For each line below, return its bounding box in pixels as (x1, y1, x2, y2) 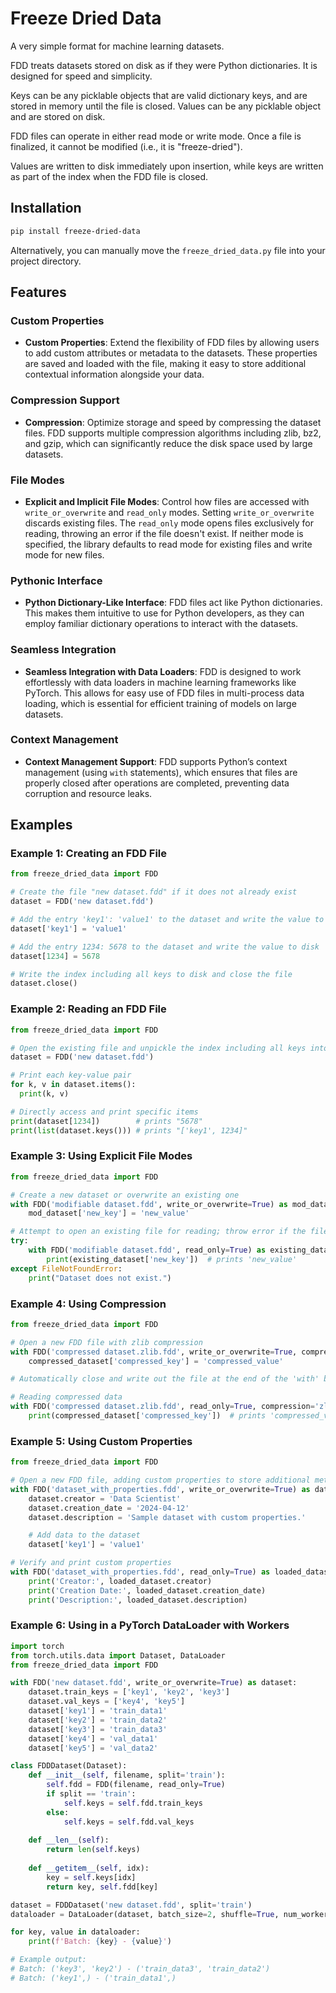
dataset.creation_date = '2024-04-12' (28, 1503, 190, 1513)
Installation (10, 200, 82, 217)
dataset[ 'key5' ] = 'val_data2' (28, 1743, 159, 1753)
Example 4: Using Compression (10, 1297, 167, 1311)
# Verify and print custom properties (10, 1558, 172, 1568)
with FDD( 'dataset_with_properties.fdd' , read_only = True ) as (10, 1567, 271, 1577)
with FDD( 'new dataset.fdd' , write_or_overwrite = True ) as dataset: (10, 1678, 298, 1688)
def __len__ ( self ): (28, 1835, 110, 1846)
